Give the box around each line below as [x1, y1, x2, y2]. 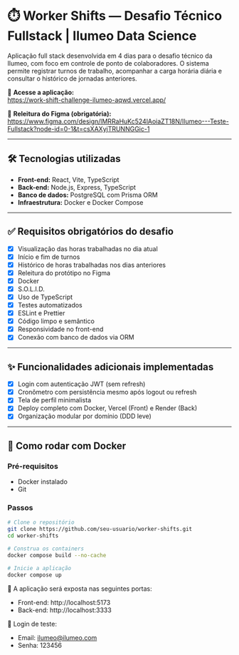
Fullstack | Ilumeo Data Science [7, 28, 197, 44]
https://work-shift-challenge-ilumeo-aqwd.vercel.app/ [7, 96, 166, 104]
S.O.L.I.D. [17, 285, 45, 293]
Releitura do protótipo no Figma [17, 268, 111, 277]
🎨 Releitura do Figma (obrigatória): [7, 109, 112, 118]
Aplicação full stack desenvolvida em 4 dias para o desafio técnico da [7, 51, 213, 60]
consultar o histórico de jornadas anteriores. [7, 74, 137, 83]
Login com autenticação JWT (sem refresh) [17, 380, 146, 388]
